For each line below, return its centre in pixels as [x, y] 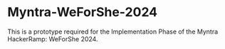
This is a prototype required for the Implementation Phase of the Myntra [113, 31]
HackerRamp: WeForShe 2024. [53, 38]
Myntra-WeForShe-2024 [83, 12]
